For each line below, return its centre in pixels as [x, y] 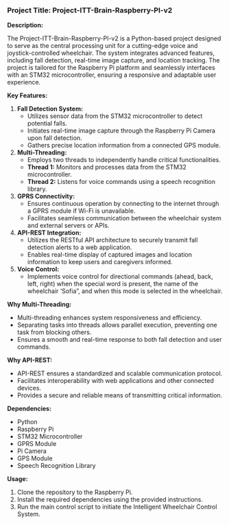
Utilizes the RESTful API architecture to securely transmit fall [112, 240]
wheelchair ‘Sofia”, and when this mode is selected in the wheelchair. [125, 291]
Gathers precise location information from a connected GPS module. [124, 145]
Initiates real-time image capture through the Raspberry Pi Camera [121, 131]
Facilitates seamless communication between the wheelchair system [124, 218]
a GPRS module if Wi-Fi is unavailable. [81, 211]
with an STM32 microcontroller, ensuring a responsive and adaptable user [112, 75]
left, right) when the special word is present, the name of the [113, 284]
